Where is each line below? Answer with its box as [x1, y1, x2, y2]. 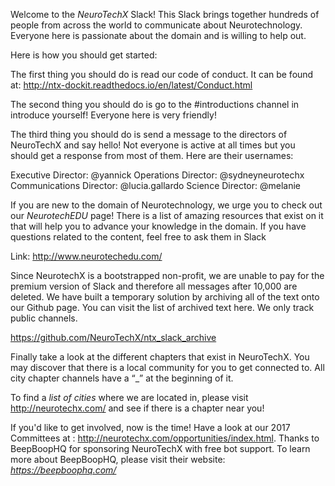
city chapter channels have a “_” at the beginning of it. [10, 372, 234, 384]
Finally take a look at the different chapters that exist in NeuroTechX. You [10, 351, 310, 363]
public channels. [10, 312, 78, 324]
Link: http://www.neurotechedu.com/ [10, 250, 163, 262]
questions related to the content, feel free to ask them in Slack [10, 231, 267, 243]
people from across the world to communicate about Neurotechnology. [10, 19, 303, 31]
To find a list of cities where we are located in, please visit [10, 392, 249, 403]
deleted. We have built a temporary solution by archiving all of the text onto [10, 291, 320, 303]
